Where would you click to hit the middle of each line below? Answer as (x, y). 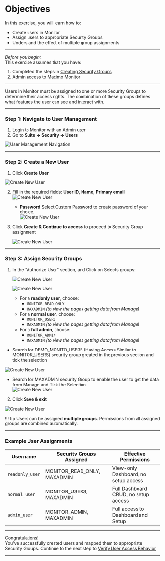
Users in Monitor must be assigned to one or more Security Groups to (76, 91)
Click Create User (30, 173)
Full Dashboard (130, 489)
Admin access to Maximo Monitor (46, 77)
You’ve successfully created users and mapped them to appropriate (74, 543)
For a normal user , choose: (47, 314)
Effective (135, 454)
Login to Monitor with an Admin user (49, 130)
